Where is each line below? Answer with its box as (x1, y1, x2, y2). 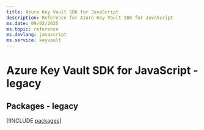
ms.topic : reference (6, 26, 59, 32)
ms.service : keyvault (6, 37, 62, 43)
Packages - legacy (6, 101, 78, 111)
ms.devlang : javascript (6, 32, 67, 38)
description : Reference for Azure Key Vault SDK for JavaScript (6, 15, 173, 21)
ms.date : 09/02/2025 (6, 20, 59, 26)
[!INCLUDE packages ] (6, 117, 62, 124)
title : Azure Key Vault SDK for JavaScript (6, 9, 119, 15)
